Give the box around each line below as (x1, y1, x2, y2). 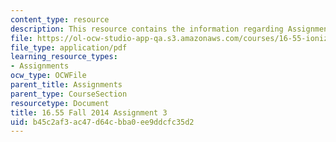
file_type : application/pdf (10, 42, 128, 53)
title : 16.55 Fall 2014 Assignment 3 (10, 107, 168, 118)
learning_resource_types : (10, 52, 118, 62)
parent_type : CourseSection (10, 89, 128, 99)
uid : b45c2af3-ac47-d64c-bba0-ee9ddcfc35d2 (10, 117, 195, 127)
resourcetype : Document (10, 98, 110, 108)
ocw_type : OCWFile (10, 71, 87, 81)
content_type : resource (10, 14, 110, 25)
